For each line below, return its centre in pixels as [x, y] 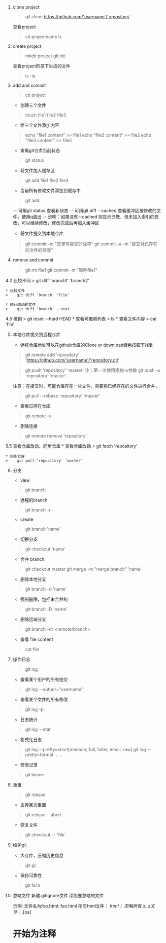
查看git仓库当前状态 [40, 150]
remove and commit [33, 260]
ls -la [30, 76]
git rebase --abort [43, 815]
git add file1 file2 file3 [47, 180]
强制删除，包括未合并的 [44, 599]
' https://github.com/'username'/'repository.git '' [73, 360]
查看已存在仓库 [35, 406]
